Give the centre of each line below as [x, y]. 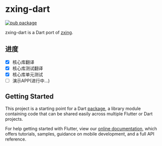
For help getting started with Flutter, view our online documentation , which [81, 128]
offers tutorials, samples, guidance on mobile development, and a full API [80, 134]
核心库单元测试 [27, 74]
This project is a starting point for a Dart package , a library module [73, 108]
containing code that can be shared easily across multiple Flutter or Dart [79, 114]
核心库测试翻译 [27, 68]
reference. [16, 139]
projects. [14, 119]
